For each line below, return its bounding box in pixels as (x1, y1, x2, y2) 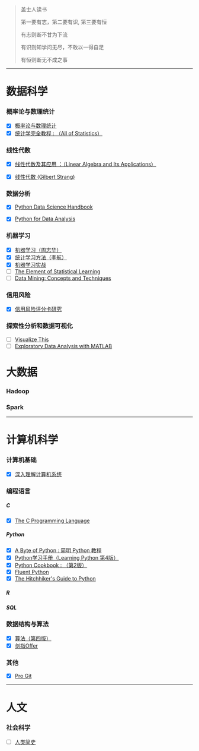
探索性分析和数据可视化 (6, 322, 73, 330)
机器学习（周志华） (14, 246, 62, 253)
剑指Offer (14, 642, 38, 649)
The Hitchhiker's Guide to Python (14, 575, 96, 582)
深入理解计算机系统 (14, 471, 62, 478)
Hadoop (6, 387, 30, 395)
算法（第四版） (14, 635, 52, 642)
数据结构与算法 (6, 620, 49, 629)
